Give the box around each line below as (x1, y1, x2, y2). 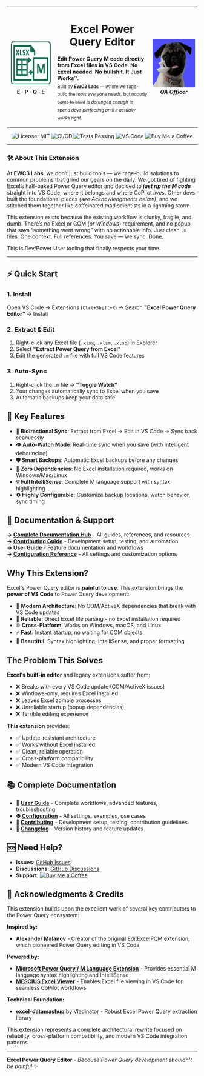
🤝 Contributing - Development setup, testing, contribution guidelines (15, 818, 188, 826)
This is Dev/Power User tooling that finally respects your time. (7, 245, 161, 252)
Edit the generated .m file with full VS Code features (15, 352, 145, 359)
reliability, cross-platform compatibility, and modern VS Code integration (7, 1032, 188, 1040)
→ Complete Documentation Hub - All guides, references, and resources (7, 531, 190, 538)
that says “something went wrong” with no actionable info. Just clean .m (7, 227, 187, 234)
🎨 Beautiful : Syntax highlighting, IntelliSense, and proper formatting (15, 638, 185, 645)
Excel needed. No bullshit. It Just (57, 68, 142, 75)
